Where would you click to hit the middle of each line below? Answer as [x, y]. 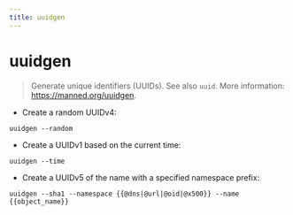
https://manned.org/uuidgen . [84, 95]
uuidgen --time [37, 161]
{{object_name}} [39, 201]
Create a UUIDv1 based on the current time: [101, 145]
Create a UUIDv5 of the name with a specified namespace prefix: [141, 177]
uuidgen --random [41, 128]
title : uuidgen [37, 17]
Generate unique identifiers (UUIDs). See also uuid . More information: [158, 86]
